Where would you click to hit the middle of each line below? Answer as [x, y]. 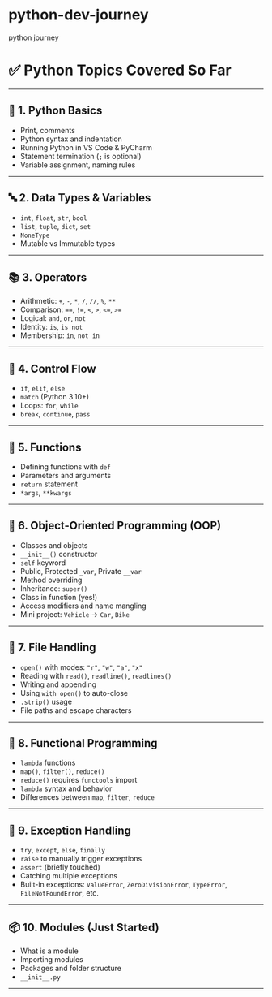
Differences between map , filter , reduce [87, 797]
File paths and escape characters [76, 710]
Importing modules [51, 959]
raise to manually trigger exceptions [81, 859]
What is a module [49, 951]
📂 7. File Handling [52, 647]
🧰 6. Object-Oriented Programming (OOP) [115, 526]
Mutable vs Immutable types [68, 243]
